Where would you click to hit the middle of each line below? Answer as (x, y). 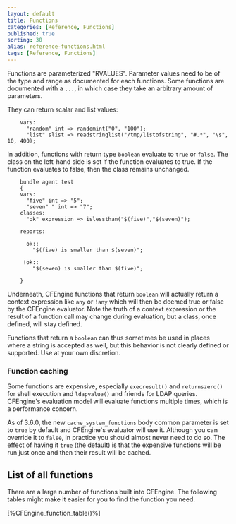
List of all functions (50, 475)
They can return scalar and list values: (63, 109)
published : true (31, 34)
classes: (33, 213)
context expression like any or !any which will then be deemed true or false (116, 302)
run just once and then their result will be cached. (79, 453)
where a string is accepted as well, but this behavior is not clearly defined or (118, 345)
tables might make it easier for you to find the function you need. (101, 499)
